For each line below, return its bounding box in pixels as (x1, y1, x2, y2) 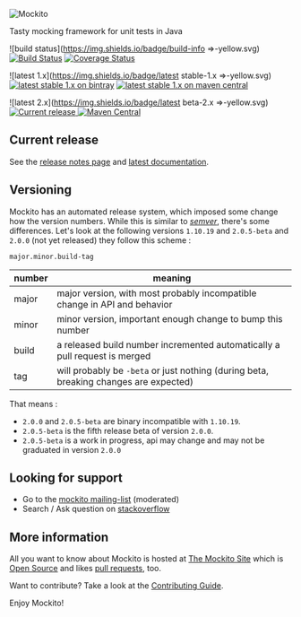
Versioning (9, 182, 72, 197)
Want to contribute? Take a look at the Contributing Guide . (9, 580, 224, 591)
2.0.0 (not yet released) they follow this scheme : (9, 234, 192, 246)
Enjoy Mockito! (9, 597, 64, 609)
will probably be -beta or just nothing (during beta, (56, 364, 269, 377)
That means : (9, 398, 58, 409)
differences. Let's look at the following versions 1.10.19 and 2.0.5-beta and (9, 225, 289, 236)
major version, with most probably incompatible (56, 287, 257, 300)
